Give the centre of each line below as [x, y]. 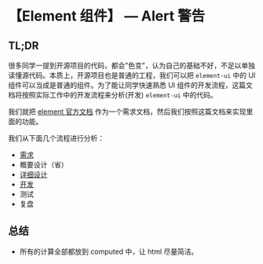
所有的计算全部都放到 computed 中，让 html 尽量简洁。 [109, 251]
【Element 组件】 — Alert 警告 [107, 16]
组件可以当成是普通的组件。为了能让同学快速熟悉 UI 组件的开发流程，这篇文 [131, 85]
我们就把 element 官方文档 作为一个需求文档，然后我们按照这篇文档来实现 [127, 112]
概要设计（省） [44, 165]
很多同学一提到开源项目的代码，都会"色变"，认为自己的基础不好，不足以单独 [132, 65]
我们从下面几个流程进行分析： [56, 138]
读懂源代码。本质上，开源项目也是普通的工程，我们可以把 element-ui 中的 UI [132, 75]
